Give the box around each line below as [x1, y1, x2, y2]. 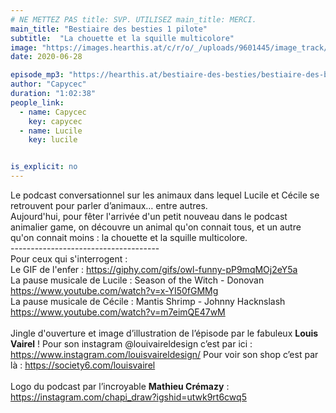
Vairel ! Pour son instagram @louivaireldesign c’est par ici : [10, 338, 253, 350]
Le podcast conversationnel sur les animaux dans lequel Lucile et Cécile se [10, 189, 320, 201]
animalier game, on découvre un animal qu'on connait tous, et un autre [10, 221, 302, 233]
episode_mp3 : [10, 70, 65, 80]
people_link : [10, 97, 65, 108]
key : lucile [28, 135, 78, 145]
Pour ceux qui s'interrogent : [10, 253, 128, 265]
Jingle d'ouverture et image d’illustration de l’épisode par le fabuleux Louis [10, 327, 319, 339]
